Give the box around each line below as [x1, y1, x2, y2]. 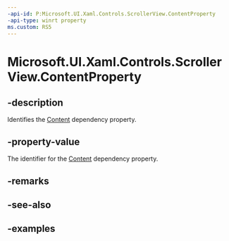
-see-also [7, 199, 51, 211]
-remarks [7, 175, 49, 187]
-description [7, 97, 63, 109]
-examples [7, 223, 56, 235]
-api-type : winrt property [7, 17, 87, 24]
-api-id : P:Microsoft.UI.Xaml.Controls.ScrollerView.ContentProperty [7, 10, 216, 18]
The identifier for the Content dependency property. [7, 154, 159, 163]
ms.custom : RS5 [7, 23, 52, 30]
